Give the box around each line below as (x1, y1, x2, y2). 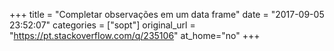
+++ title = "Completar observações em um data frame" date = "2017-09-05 (9, 9, 325, 20)
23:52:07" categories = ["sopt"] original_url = (9, 19, 196, 31)
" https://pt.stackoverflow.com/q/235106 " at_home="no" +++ (9, 30, 261, 41)
